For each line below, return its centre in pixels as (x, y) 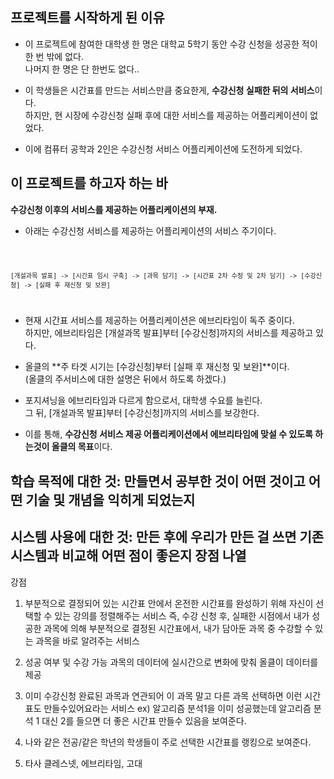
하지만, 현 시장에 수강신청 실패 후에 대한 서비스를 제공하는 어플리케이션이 (166, 115)
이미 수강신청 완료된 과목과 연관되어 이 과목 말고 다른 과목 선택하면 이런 (163, 695)
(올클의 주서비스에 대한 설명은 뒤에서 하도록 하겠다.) (125, 379)
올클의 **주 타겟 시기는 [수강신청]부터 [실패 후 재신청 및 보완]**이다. (157, 367)
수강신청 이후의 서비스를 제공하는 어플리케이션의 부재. (114, 209)
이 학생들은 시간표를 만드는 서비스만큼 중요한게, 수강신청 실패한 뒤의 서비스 (169, 90)
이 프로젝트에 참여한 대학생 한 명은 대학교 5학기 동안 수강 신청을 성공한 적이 (171, 44)
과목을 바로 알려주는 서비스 (87, 640)
